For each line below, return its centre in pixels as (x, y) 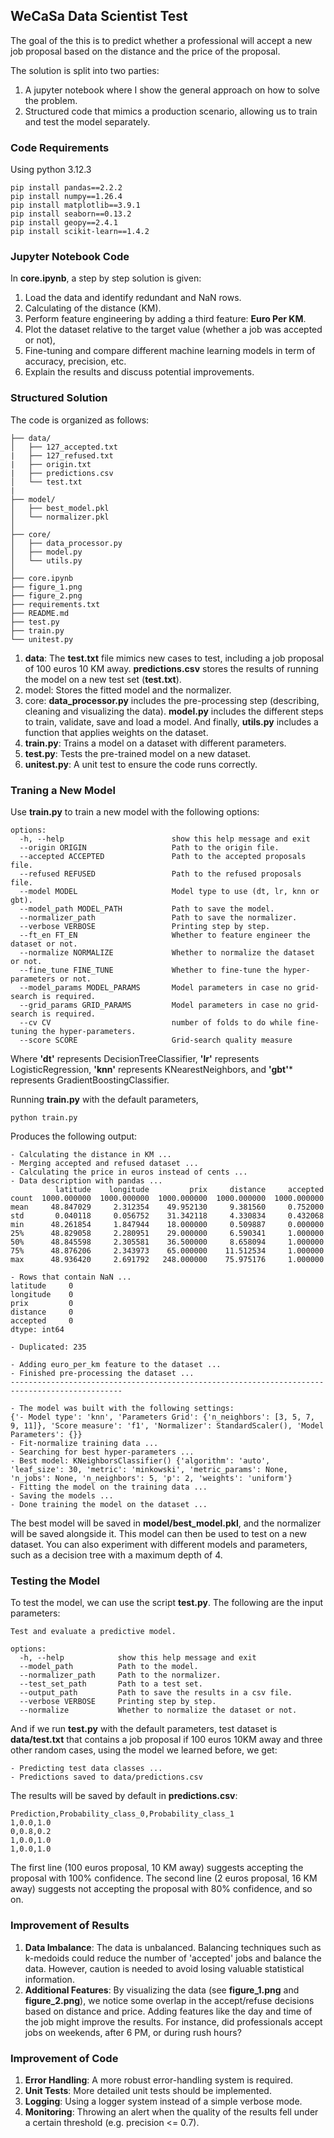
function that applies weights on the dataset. (116, 732)
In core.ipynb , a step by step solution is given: (106, 278)
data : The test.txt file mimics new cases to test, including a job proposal (174, 658)
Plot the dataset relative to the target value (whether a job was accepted (173, 330)
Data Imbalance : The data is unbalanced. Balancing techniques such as (173, 1947)
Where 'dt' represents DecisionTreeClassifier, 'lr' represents (135, 1058)
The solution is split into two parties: (85, 70)
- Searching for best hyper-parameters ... (102, 1452)
